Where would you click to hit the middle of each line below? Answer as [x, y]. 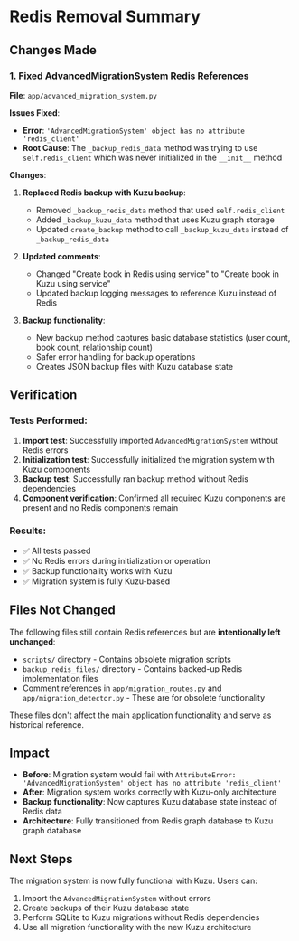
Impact [29, 753]
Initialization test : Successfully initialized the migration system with [149, 459]
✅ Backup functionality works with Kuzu [97, 570]
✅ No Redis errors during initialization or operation [116, 560]
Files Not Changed [62, 611]
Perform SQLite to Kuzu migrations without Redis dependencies [141, 917]
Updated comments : [61, 256]
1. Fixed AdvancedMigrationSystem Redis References [130, 76]
